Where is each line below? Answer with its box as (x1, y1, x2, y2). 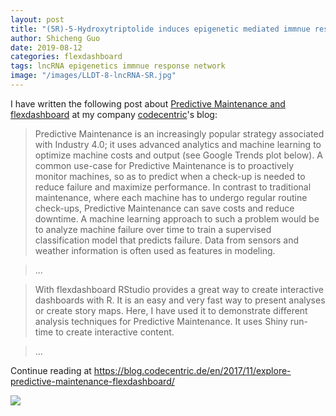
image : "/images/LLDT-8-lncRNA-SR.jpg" (10, 71, 177, 81)
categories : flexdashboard (10, 52, 123, 62)
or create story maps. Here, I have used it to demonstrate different (34, 304, 308, 316)
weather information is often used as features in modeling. (34, 244, 276, 256)
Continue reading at (10, 364, 92, 376)
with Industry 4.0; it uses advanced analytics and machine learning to (34, 138, 322, 150)
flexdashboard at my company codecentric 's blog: (10, 108, 218, 120)
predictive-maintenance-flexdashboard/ (10, 375, 175, 387)
